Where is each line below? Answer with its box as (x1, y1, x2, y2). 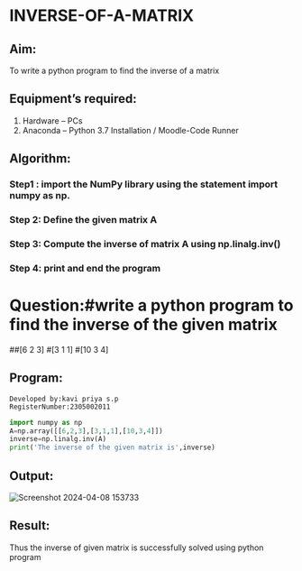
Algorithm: (9, 151, 71, 167)
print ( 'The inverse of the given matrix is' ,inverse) (9, 443, 216, 452)
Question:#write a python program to (9, 295, 294, 316)
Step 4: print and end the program (9, 262, 161, 274)
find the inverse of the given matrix (9, 315, 278, 335)
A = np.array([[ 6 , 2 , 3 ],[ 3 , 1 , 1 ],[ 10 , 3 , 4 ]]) (9, 426, 164, 436)
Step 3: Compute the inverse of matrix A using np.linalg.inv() (9, 237, 281, 250)
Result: (9, 518, 50, 533)
